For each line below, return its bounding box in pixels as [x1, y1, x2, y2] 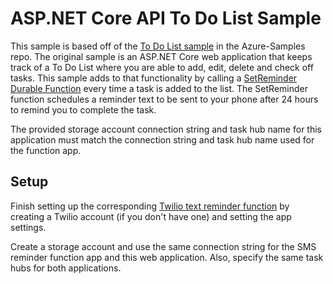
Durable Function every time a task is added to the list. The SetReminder [10, 82, 308, 94]
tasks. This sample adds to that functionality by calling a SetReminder [10, 72, 298, 84]
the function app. [10, 144, 82, 156]
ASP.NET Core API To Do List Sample [10, 7, 322, 30]
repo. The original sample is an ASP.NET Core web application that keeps [10, 50, 313, 62]
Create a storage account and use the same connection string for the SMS [10, 240, 317, 252]
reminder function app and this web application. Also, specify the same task [10, 251, 324, 263]
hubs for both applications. [10, 262, 122, 274]
